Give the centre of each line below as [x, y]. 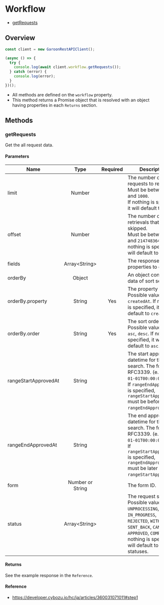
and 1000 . [138, 196]
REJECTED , [138, 521]
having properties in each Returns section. [55, 105]
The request [142, 496]
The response [143, 260]
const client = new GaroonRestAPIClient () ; [50, 49]
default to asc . [144, 346]
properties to [143, 267]
